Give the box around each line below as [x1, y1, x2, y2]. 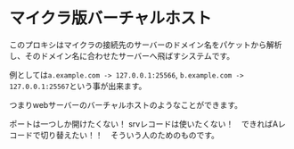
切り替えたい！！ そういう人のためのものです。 [39, 129, 220, 140]
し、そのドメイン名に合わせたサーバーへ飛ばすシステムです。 [9, 50, 235, 61]
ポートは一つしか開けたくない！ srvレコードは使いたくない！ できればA [9, 118, 279, 129]
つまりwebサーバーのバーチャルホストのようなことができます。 [9, 99, 243, 110]
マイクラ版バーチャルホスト [9, 8, 212, 29]
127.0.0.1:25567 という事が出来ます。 [9, 80, 147, 91]
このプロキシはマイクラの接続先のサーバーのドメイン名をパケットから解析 [9, 39, 282, 50]
